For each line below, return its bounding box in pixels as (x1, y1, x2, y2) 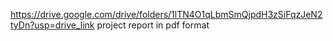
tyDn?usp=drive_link (10, 19, 95, 31)
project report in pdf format (96, 19, 210, 31)
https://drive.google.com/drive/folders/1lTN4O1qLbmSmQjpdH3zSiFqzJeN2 (10, 9, 323, 20)
